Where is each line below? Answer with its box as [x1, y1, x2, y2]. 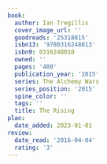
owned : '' [14, 56, 46, 64]
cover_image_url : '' [14, 26, 82, 34]
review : [7, 129, 33, 136]
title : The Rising [14, 107, 76, 115]
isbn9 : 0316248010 [14, 48, 76, 56]
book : [7, 11, 25, 20]
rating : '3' [14, 143, 54, 151]
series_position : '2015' [14, 84, 96, 93]
